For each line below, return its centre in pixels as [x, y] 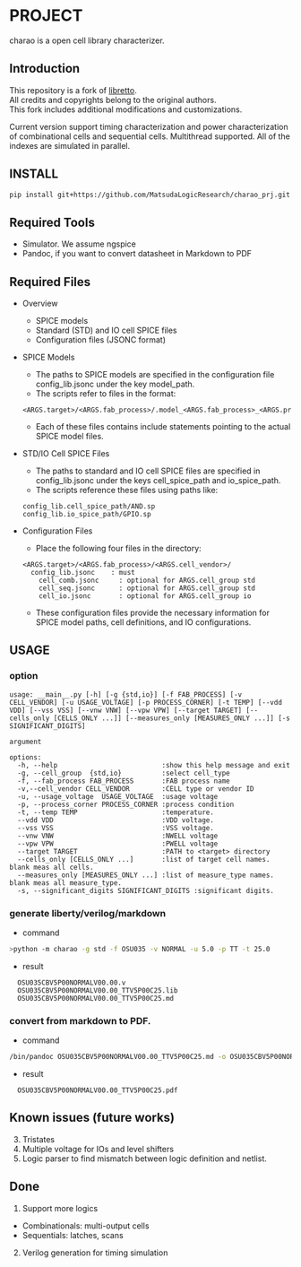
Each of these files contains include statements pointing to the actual [163, 427]
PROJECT [46, 16]
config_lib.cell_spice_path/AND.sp [89, 507]
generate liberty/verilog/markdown [88, 913]
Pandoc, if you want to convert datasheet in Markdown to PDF [137, 254]
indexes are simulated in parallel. [70, 145]
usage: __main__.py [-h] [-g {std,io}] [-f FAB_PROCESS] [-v [126, 694]
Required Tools [52, 222]
